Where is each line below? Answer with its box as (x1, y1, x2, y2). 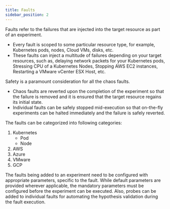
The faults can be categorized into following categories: (5, 120, 122, 126)
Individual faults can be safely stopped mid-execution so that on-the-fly (12, 104, 163, 110)
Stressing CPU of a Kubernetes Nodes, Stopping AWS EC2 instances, (12, 63, 158, 69)
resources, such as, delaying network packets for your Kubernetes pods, (12, 57, 165, 64)
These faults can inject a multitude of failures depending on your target (12, 52, 161, 58)
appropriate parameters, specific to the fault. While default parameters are (5, 177, 161, 183)
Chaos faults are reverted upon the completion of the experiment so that (12, 88, 164, 94)
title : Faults (5, 7, 36, 13)
